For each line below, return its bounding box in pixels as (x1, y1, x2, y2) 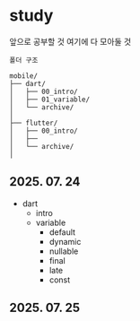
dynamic (48, 236, 82, 247)
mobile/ (9, 71, 39, 81)
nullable (48, 246, 79, 256)
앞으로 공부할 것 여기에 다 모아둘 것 (9, 36, 132, 47)
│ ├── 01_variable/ (9, 95, 91, 104)
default (48, 226, 76, 238)
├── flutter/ (9, 118, 58, 127)
